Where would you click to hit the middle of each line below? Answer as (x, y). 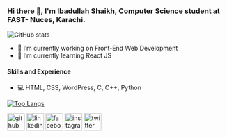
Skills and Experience (39, 71)
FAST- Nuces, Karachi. (46, 19)
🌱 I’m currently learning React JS (64, 55)
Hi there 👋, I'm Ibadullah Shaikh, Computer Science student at (114, 11)
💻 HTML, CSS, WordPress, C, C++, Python (79, 87)
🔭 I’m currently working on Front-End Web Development (97, 49)
